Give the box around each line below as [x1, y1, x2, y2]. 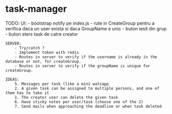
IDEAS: [5, 77, 20, 82]
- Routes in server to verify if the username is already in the [14, 54, 158, 60]
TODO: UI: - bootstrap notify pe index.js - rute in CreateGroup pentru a [5, 20, 155, 26]
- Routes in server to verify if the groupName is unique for [14, 63, 150, 68]
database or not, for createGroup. [5, 59, 82, 64]
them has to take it [5, 90, 50, 96]
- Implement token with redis [14, 50, 80, 55]
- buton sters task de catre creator [5, 31, 79, 37]
